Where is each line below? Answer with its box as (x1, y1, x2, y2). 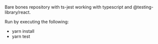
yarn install (11, 28, 35, 34)
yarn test (11, 34, 30, 39)
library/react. (4, 9, 31, 15)
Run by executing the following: (4, 19, 69, 24)
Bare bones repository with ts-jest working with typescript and (4, 4, 132, 10)
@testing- (133, 4, 154, 10)
